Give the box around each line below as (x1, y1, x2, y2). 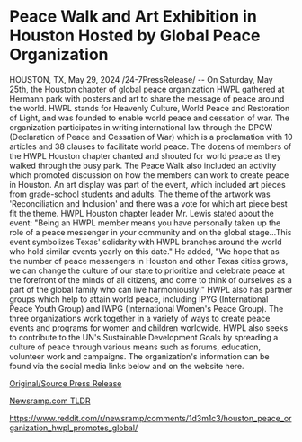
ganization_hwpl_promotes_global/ (9, 422, 138, 433)
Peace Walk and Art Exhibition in (9, 6, 258, 27)
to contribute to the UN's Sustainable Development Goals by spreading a (9, 331, 279, 342)
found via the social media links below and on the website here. (9, 360, 244, 371)
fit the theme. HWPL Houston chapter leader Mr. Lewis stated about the (9, 208, 274, 218)
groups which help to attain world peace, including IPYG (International (9, 294, 269, 305)
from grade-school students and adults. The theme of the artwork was (9, 189, 271, 199)
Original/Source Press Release (9, 377, 122, 388)
